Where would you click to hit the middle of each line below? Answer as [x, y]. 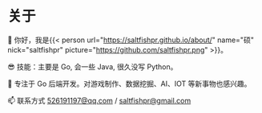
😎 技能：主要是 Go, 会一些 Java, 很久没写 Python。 [93, 66]
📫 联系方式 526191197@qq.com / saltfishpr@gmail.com [99, 100]
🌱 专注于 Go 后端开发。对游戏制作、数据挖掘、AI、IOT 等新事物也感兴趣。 [129, 84]
